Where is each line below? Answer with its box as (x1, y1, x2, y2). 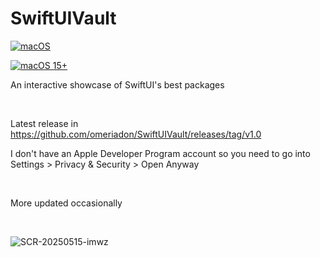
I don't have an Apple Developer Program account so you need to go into (10, 147, 311, 159)
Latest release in (10, 117, 79, 129)
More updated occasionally (10, 197, 123, 209)
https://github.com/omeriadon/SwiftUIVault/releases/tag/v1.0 (10, 128, 262, 140)
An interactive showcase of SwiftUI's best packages (10, 78, 225, 91)
